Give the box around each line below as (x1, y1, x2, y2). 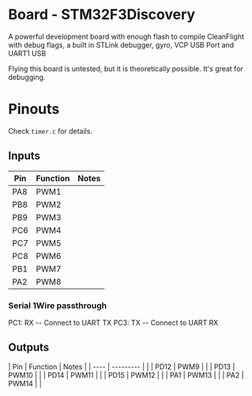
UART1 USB (8, 48, 47, 58)
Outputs (8, 341, 50, 354)
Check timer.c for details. (8, 126, 93, 135)
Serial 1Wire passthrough (8, 299, 107, 310)
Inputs (8, 149, 41, 163)
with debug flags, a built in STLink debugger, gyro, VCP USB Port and (8, 40, 235, 49)
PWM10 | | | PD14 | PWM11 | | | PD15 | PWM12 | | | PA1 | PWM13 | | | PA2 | (8, 370, 244, 379)
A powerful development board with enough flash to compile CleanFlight (8, 32, 245, 41)
